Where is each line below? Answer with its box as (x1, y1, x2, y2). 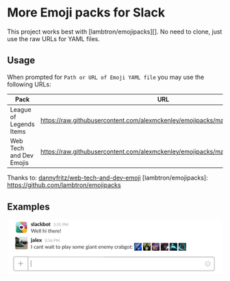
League (10, 105, 32, 114)
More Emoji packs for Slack (7, 5, 166, 21)
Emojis (10, 158, 29, 167)
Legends (10, 120, 36, 128)
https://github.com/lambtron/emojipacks (7, 181, 121, 189)
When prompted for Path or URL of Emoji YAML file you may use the (7, 73, 205, 81)
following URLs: (7, 80, 51, 88)
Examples (7, 201, 50, 212)
